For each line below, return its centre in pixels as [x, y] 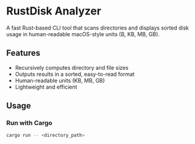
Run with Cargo [29, 123]
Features [23, 53]
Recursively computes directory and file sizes [72, 67]
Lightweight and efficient [46, 87]
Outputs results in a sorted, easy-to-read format [75, 74]
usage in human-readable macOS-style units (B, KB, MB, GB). [83, 34]
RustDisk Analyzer [54, 11]
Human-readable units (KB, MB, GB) [60, 80]
